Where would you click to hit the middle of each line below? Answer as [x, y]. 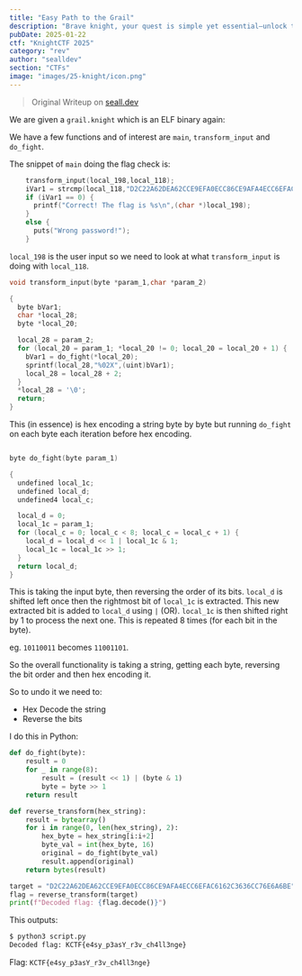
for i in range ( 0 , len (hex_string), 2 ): [102, 828]
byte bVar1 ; [40, 307]
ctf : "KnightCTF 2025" [52, 43]
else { [38, 223]
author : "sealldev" [46, 59]
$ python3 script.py [48, 937]
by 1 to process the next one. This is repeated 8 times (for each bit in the [143, 620]
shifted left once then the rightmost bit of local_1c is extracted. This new [144, 601]
